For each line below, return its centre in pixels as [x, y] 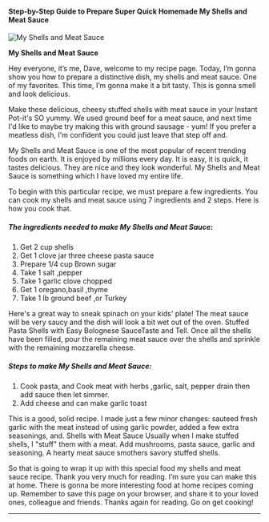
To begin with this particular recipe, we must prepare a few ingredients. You [133, 191]
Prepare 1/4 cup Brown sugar [68, 264]
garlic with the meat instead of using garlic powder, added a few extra [124, 428]
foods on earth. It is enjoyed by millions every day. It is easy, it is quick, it [128, 159]
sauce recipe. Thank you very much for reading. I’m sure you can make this [133, 477]
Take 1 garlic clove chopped [66, 281]
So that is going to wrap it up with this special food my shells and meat [125, 468]
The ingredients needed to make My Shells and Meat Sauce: [111, 227]
